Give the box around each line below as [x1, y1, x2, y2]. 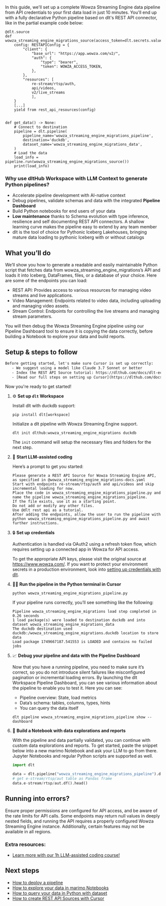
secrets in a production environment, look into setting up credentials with [12, 566, 161, 572]
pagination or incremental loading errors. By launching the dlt [12, 675, 137, 681]
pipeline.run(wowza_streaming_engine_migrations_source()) [5, 159, 129, 164]
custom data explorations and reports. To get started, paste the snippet [12, 742, 158, 748]
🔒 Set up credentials [12, 530, 55, 536]
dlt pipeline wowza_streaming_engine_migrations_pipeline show [12, 715, 146, 720]
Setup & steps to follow [5, 348, 78, 356]
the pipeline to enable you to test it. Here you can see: [12, 685, 123, 691]
